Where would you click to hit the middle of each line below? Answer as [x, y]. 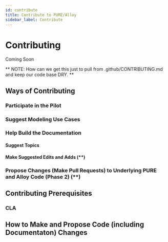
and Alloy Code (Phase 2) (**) [43, 177]
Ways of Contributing [40, 91]
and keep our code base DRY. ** [40, 75]
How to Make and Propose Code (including [75, 225]
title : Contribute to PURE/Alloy [41, 15]
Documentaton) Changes [46, 232]
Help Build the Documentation [44, 133]
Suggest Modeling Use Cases [43, 119]
